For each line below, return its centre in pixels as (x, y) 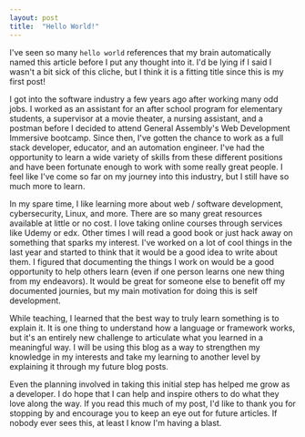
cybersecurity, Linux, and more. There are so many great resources (136, 213)
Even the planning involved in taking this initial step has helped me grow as (150, 384)
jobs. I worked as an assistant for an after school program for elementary (146, 108)
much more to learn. (47, 186)
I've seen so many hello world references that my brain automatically (140, 52)
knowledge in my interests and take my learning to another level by (135, 357)
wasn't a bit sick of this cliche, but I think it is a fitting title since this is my (147, 71)
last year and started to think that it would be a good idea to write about (143, 252)
